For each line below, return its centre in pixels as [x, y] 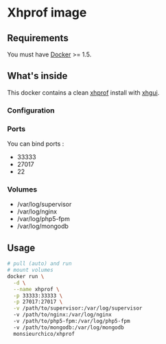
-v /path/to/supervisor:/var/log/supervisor [78, 308]
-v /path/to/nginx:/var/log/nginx [62, 315]
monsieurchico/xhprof [44, 334]
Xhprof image [47, 13]
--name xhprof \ [36, 289]
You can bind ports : [36, 144]
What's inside [37, 76]
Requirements [38, 38]
